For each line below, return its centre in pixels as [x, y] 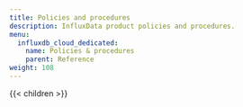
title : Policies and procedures [70, 18]
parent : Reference [60, 59]
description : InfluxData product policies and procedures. [122, 26]
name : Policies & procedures [80, 51]
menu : [19, 34]
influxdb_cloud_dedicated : [68, 43]
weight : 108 [31, 68]
